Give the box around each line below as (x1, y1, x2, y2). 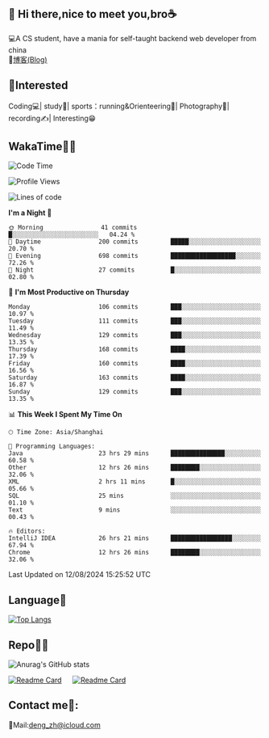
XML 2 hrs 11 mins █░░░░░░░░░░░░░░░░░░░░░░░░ (8, 478, 262, 486)
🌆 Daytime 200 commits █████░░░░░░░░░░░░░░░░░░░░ (8, 238, 262, 246)
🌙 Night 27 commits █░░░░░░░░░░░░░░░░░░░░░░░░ (8, 266, 262, 274)
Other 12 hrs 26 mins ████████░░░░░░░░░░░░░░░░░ (8, 464, 262, 472)
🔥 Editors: (8, 527, 46, 536)
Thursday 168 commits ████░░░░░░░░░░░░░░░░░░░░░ (8, 345, 262, 354)
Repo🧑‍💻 (8, 638, 49, 652)
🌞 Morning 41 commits (8, 224, 138, 232)
